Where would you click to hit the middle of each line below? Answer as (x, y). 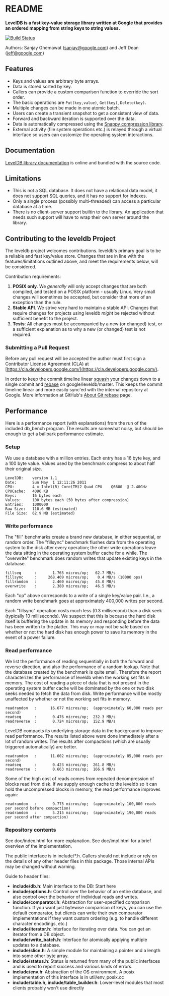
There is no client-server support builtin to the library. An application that (88, 212)
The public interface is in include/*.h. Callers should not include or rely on (81, 856)
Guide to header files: (28, 876)
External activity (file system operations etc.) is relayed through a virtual (87, 129)
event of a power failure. (31, 637)
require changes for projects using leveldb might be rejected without (83, 313)
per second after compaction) (37, 817)
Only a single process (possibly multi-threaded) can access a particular (87, 201)
